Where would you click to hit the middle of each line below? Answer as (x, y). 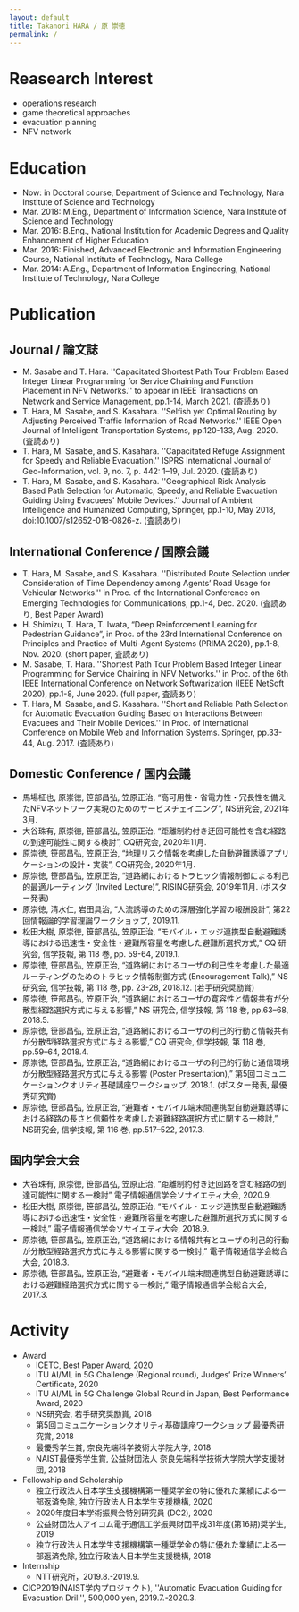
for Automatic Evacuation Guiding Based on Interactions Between (142, 713)
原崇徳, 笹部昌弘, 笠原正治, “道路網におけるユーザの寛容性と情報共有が (152, 998)
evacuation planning (59, 123)
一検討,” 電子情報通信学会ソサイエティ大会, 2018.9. (116, 1228)
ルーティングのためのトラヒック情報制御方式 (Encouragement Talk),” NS (155, 976)
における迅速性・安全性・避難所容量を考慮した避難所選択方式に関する (159, 1217)
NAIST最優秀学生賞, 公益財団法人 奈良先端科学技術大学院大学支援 (156, 1458)
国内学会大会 (45, 1160)
